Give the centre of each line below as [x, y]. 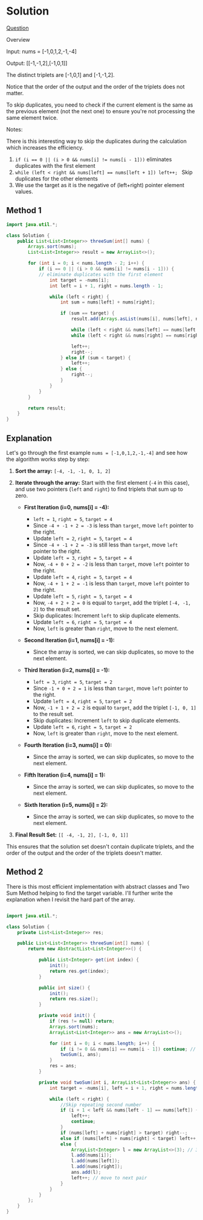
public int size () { [64, 988]
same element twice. [32, 118]
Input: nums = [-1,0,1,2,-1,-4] [42, 51]
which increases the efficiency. [45, 147]
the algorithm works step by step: [48, 459]
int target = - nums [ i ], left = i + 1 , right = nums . [117, 1088]
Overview [18, 39]
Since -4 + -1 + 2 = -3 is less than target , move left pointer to [113, 525]
